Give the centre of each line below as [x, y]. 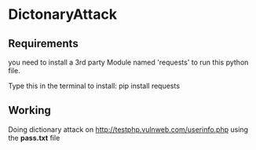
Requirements [43, 44]
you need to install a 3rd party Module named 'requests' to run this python [128, 62]
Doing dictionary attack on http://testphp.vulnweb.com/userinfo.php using [128, 129]
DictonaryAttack [63, 15]
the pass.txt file [34, 137]
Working [29, 110]
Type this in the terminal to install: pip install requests [94, 86]
